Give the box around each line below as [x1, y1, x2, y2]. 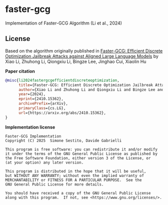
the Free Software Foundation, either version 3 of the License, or [5, 155, 151, 160]
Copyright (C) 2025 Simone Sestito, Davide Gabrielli [5, 138, 122, 143]
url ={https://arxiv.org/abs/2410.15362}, [18, 110, 106, 115]
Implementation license [5, 124, 55, 130]
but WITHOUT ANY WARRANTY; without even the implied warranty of [5, 173, 144, 178]
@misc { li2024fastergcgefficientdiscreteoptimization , [5, 77, 120, 83]
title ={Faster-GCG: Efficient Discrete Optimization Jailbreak [18, 82, 153, 87]
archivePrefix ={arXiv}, [18, 101, 68, 106]
